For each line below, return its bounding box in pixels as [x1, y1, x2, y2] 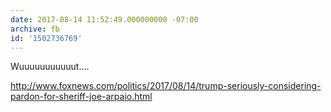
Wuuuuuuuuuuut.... [10, 61, 90, 73]
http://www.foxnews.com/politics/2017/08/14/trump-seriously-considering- [10, 80, 322, 92]
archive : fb [10, 24, 60, 34]
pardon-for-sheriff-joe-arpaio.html [10, 91, 153, 103]
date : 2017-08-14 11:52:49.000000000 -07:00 [10, 14, 199, 25]
